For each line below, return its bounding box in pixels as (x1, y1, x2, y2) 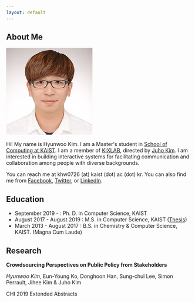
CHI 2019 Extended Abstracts (6, 290, 78, 297)
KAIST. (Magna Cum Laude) (14, 228, 82, 235)
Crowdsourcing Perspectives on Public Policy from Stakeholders (6, 261, 167, 268)
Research (6, 245, 42, 255)
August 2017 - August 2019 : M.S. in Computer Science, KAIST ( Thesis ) (14, 216, 187, 223)
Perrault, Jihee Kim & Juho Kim (6, 279, 82, 286)
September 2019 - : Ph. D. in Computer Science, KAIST (14, 210, 147, 217)
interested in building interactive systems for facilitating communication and (6, 153, 190, 160)
